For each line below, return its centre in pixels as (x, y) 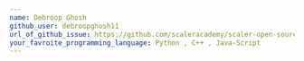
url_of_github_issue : (50, 34)
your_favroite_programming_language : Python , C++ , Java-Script (135, 43)
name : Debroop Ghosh (48, 17)
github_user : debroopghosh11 (64, 26)
